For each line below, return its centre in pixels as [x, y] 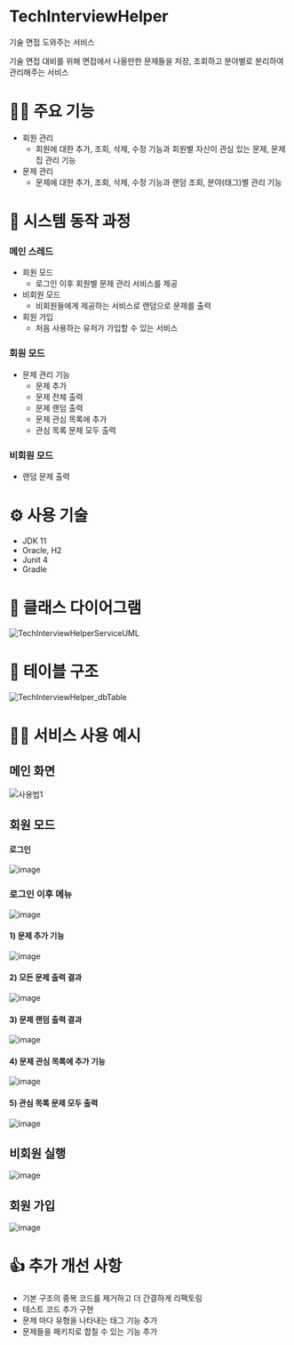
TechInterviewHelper [89, 16]
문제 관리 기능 [46, 375]
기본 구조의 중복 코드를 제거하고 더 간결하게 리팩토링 [112, 1298]
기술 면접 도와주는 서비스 [52, 42]
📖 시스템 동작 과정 [70, 222]
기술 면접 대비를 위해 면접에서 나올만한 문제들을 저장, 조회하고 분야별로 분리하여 [147, 60]
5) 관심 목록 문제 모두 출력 [54, 1103]
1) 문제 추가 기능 [37, 936]
